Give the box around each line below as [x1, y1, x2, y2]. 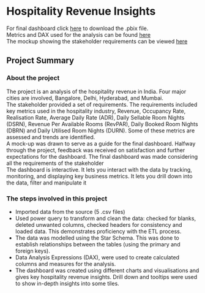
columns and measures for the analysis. [15, 260, 116, 267]
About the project [6, 74, 60, 82]
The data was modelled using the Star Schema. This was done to [15, 234, 179, 242]
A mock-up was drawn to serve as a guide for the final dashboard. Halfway [6, 140, 196, 147]
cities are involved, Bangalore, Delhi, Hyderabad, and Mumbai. [6, 94, 163, 102]
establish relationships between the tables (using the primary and [15, 240, 181, 248]
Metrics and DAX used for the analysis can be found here [6, 31, 151, 38]
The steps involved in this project [6, 194, 108, 203]
